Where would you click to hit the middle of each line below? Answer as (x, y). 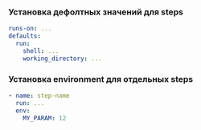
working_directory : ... (63, 59)
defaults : (25, 36)
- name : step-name (39, 95)
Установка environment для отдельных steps (101, 79)
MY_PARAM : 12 (45, 118)
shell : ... (41, 51)
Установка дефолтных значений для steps (96, 12)
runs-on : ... (30, 29)
